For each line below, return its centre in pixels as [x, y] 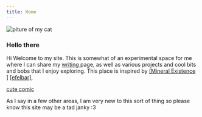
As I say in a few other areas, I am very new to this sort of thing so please [98, 101]
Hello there [23, 45]
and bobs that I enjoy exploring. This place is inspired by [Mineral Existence [101, 71]
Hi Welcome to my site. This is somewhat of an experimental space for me [99, 58]
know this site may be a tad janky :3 [51, 107]
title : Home [21, 12]
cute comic [20, 89]
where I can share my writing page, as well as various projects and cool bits [101, 64]
